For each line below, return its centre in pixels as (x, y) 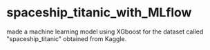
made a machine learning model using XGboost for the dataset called (105, 32)
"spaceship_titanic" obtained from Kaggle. (67, 38)
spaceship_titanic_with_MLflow (99, 13)
